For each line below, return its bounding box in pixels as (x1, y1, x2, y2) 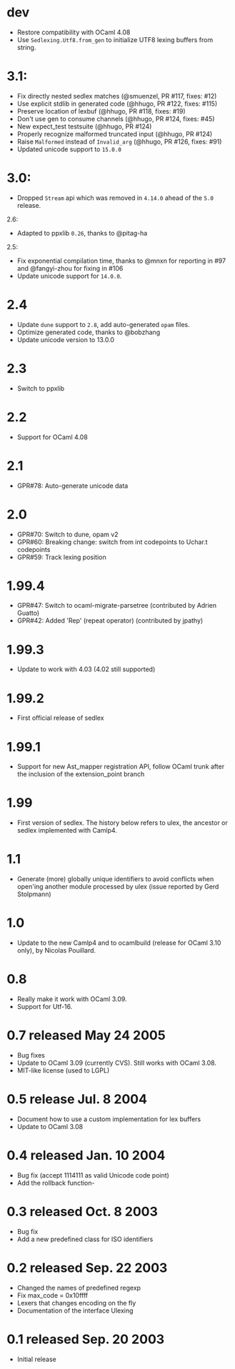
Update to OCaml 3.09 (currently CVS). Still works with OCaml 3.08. (16, 1058, 217, 1067)
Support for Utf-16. (16, 1003, 73, 1011)
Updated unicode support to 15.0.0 (16, 144, 122, 154)
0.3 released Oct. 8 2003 (6, 1204, 159, 1220)
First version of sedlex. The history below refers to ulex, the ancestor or (16, 818, 228, 827)
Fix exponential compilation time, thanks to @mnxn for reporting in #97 (16, 256, 226, 265)
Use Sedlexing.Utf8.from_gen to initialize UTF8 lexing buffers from (16, 35, 214, 44)
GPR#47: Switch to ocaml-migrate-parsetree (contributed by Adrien (16, 601, 217, 610)
